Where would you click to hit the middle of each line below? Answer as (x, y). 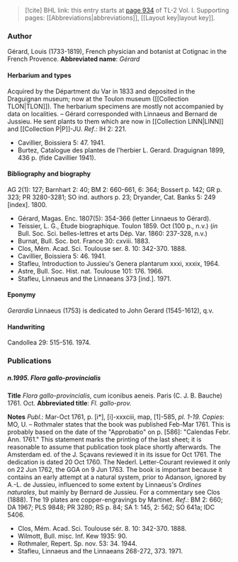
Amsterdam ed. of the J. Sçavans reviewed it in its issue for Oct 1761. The (114, 454)
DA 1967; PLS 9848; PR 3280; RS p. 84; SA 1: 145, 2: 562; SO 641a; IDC (111, 507)
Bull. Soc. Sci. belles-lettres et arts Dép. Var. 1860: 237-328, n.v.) (112, 233)
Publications (29, 361)
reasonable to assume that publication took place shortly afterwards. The (114, 447)
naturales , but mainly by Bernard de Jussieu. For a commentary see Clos (114, 492)
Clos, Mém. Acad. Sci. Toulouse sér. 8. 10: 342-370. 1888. (102, 528)
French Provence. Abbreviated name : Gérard (74, 59)
